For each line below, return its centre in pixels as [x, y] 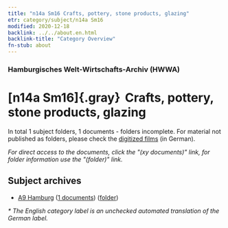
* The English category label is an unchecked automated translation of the [114, 211]
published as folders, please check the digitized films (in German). [102, 139]
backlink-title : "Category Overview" [62, 39]
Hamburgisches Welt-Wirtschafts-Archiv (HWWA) [94, 69]
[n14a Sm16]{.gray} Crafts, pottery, [111, 98]
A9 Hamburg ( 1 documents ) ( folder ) [68, 197]
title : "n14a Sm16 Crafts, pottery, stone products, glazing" [99, 13]
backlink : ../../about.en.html [53, 33]
